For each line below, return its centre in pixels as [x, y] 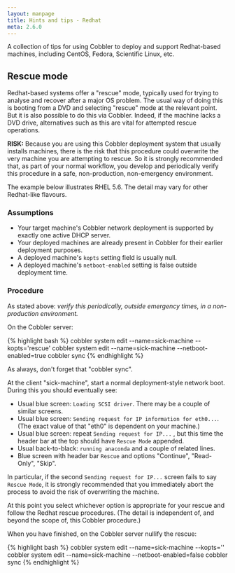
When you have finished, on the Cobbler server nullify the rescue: [102, 534]
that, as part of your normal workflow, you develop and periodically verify [113, 166]
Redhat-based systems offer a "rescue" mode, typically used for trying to [113, 93]
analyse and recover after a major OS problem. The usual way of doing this [115, 101]
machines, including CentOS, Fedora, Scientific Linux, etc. [91, 54]
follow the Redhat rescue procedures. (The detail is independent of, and [111, 513]
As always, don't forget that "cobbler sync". [70, 369]
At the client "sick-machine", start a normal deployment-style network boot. [116, 382]
